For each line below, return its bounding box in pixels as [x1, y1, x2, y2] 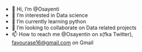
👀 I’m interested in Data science [11, 12, 88, 19]
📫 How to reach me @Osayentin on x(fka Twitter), [11, 31, 133, 37]
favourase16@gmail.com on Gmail [11, 39, 93, 46]
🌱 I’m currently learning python [11, 18, 86, 25]
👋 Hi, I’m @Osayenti [11, 6, 60, 12]
